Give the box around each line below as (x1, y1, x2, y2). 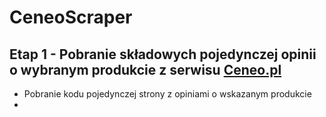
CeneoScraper (9, 6, 133, 29)
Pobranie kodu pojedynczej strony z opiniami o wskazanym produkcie (23, 88, 312, 100)
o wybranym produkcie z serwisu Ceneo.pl (9, 61, 282, 78)
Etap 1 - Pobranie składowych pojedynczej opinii (9, 46, 317, 63)
